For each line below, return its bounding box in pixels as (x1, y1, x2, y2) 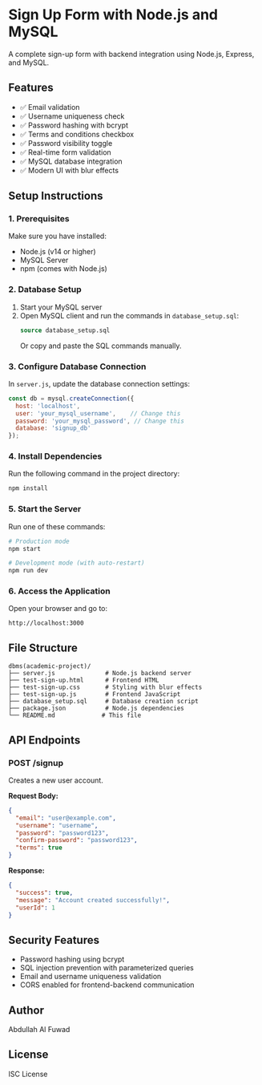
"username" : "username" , (15, 821, 99, 829)
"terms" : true (15, 844, 62, 852)
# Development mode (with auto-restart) (8, 559, 146, 567)
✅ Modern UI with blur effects (19, 165, 119, 175)
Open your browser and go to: (8, 604, 108, 613)
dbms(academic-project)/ (8, 662, 91, 670)
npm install (8, 484, 48, 492)
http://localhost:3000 (8, 619, 84, 627)
